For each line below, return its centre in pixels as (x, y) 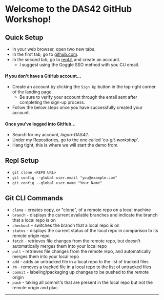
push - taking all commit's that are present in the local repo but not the (82, 282)
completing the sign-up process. (52, 102)
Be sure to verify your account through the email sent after (78, 97)
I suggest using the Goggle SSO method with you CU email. (79, 65)
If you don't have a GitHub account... (43, 76)
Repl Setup (22, 161)
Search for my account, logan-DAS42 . (51, 135)
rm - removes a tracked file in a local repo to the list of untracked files (82, 267)
